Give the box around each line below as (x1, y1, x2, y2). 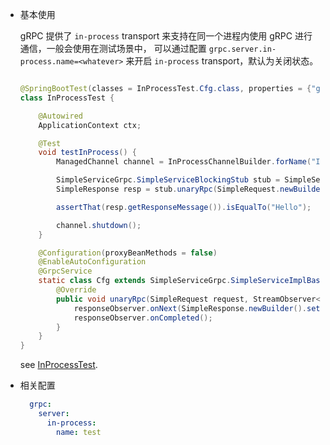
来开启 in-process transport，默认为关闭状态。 (125, 55, 319, 67)
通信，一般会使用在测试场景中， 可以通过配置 (19, 43, 207, 54)
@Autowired (38, 111, 84, 121)
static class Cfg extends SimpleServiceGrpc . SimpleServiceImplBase (38, 276, 325, 286)
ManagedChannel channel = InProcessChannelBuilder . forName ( (56, 157, 312, 167)
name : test (56, 427, 102, 437)
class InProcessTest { (19, 93, 115, 103)
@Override (56, 285, 97, 295)
